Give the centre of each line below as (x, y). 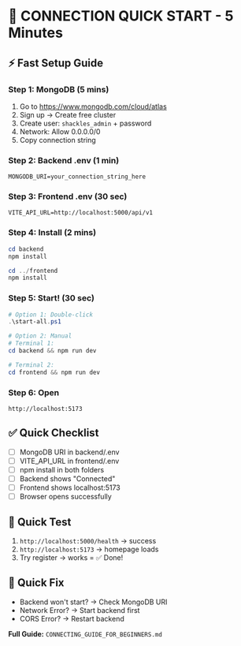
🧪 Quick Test (40, 522)
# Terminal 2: (32, 365)
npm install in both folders (62, 469)
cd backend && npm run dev (52, 351)
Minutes (35, 33)
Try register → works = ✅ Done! (71, 557)
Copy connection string (57, 140)
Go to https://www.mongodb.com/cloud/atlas (93, 106)
